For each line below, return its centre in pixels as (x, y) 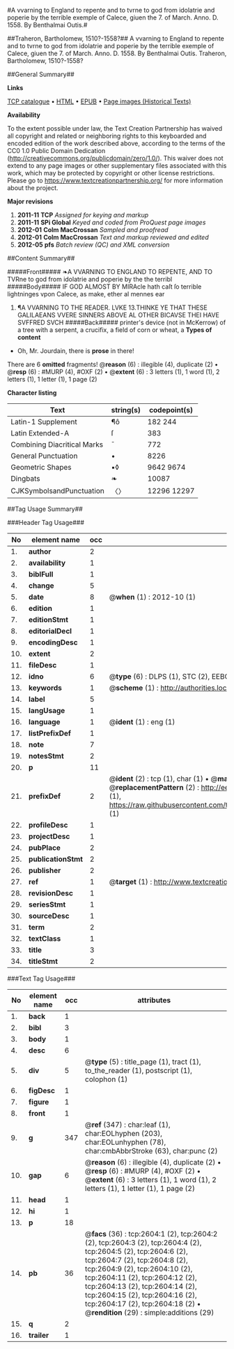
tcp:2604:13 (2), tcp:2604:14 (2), (141, 1286)
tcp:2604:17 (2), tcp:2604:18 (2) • (143, 1304)
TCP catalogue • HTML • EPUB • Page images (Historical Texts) (99, 101)
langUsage (47, 710)
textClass (45, 938)
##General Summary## (41, 74)
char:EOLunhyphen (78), (125, 1142)
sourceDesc (49, 916)
